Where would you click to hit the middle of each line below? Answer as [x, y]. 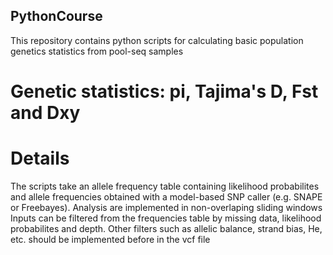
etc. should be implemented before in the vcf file [110, 239]
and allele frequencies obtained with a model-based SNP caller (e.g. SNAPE [166, 196]
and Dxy [45, 113]
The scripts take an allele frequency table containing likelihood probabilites [165, 186]
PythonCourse [56, 16]
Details [40, 158]
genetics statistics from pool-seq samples [97, 51]
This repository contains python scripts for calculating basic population [157, 40]
